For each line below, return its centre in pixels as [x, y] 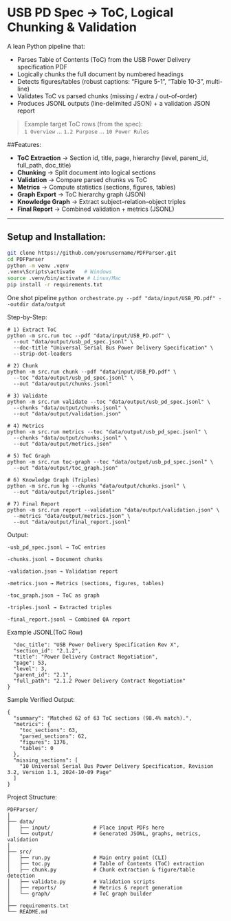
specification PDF [42, 67]
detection [21, 876]
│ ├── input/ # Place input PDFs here [86, 828]
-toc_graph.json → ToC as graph [53, 595]
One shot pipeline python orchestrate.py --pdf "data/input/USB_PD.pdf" [111, 298]
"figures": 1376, [44, 742]
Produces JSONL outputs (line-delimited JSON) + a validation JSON [113, 103]
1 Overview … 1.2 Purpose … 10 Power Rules [87, 131]
